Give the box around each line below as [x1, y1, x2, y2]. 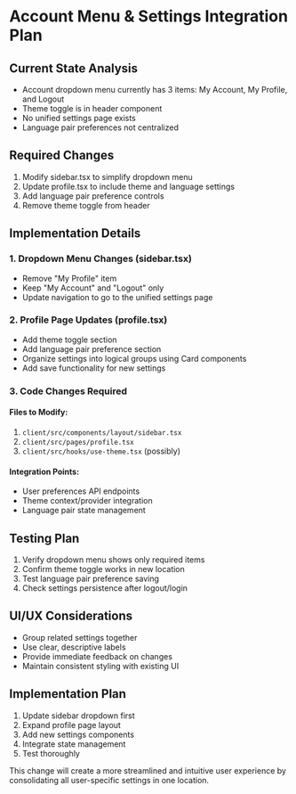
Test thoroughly [21, 748, 80, 758]
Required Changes [9, 148, 115, 163]
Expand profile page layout [21, 719, 122, 730]
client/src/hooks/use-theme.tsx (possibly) [21, 446, 180, 456]
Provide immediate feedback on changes [21, 651, 173, 661]
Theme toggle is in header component [21, 103, 163, 113]
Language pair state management [21, 505, 147, 516]
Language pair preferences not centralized [21, 122, 180, 133]
